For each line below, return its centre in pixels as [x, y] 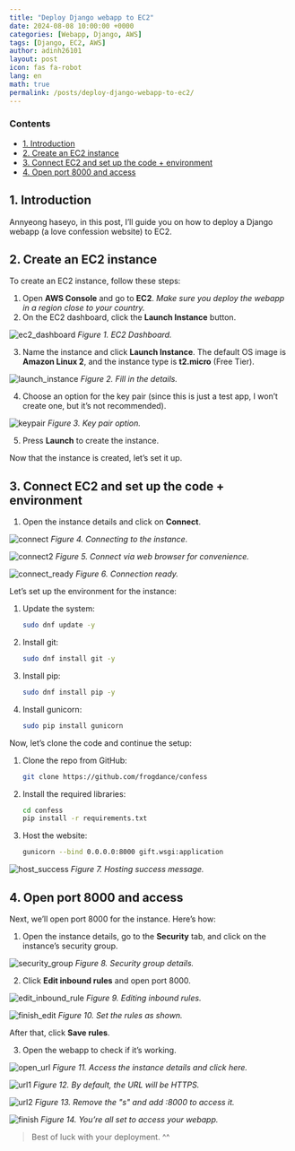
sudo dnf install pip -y [69, 692]
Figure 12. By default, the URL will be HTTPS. [116, 1085]
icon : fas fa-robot [46, 68]
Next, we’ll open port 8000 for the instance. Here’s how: [113, 919]
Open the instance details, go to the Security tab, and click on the [144, 937]
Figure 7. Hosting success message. [137, 870]
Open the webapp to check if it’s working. [99, 1051]
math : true [30, 84]
